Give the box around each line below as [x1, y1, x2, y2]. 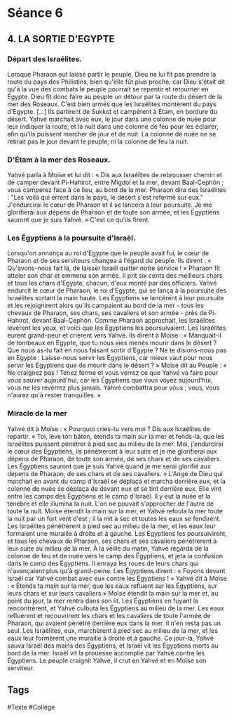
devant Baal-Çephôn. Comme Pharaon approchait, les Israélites [31, 316, 216, 325]
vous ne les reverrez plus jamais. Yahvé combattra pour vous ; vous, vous [7, 383, 220, 392]
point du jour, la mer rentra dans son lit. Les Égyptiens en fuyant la [7, 596, 198, 605]
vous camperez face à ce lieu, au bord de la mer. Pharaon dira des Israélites [7, 186, 226, 194]
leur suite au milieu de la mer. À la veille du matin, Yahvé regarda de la [7, 544, 209, 553]
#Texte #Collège [7, 703, 55, 711]
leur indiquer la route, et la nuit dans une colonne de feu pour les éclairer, [7, 122, 219, 131]
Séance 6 [7, 5, 63, 21]
